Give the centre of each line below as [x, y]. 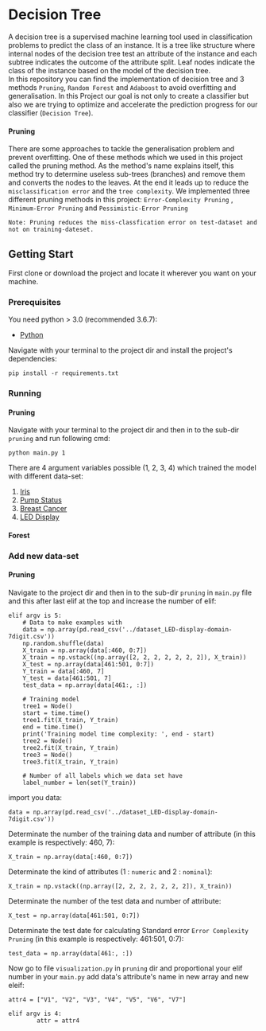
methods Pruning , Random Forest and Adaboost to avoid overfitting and [122, 87]
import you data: [35, 798]
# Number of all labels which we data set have [102, 776]
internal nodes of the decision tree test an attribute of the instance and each [133, 53]
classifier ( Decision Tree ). [51, 112]
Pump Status [40, 500]
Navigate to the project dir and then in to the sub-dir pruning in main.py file [130, 593]
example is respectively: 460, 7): [62, 842]
